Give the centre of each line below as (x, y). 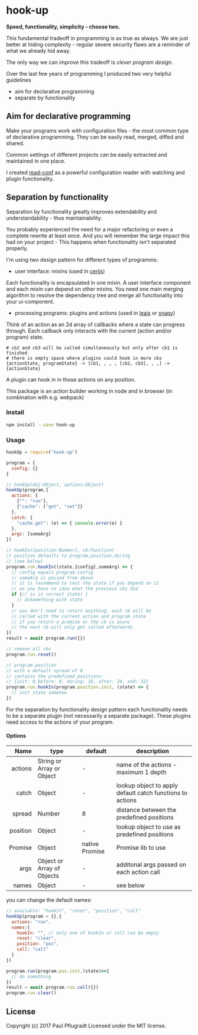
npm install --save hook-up (41, 425)
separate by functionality (45, 98)
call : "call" (33, 949)
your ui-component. (30, 301)
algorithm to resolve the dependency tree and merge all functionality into (95, 295)
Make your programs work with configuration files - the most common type (98, 130)
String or (49, 761)
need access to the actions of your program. (60, 722)
